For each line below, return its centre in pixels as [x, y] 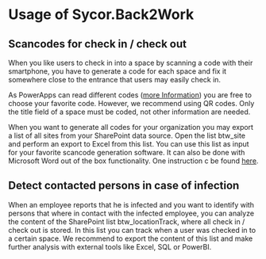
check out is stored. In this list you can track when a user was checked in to [132, 230]
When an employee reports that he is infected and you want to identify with [131, 204]
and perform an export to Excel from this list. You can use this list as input [129, 144]
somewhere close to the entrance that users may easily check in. [114, 80]
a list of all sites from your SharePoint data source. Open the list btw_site [127, 135]
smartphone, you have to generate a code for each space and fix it [118, 71]
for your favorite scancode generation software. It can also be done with [127, 152]
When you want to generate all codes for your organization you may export [131, 127]
